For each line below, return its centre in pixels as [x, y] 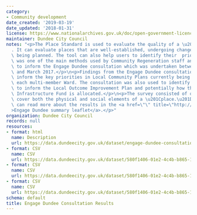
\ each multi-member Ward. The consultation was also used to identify [101, 83]
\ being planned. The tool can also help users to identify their [94, 55]
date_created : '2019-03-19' [40, 22]
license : [17, 34]
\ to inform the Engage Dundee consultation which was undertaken [94, 66]
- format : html [25, 132]
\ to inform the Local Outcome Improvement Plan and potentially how [98, 88]
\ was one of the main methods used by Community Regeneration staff [98, 61]
